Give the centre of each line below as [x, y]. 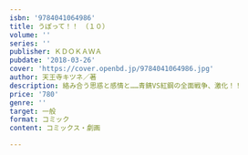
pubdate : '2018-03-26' [52, 60]
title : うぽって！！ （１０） [59, 26]
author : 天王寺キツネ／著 [53, 77]
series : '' [30, 43]
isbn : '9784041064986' [52, 18]
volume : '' [30, 35]
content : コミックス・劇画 [55, 129]
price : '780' [34, 94]
